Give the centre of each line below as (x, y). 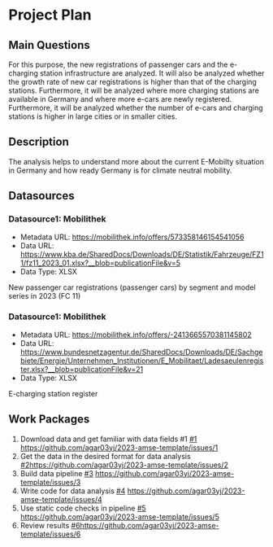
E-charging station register (53, 393)
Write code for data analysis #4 (73, 491)
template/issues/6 (50, 534)
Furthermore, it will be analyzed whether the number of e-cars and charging (136, 108)
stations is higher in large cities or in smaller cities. (93, 116)
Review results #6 (50, 525)
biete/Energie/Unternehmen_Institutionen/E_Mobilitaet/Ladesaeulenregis (142, 361)
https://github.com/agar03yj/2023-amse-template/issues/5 (119, 516)
